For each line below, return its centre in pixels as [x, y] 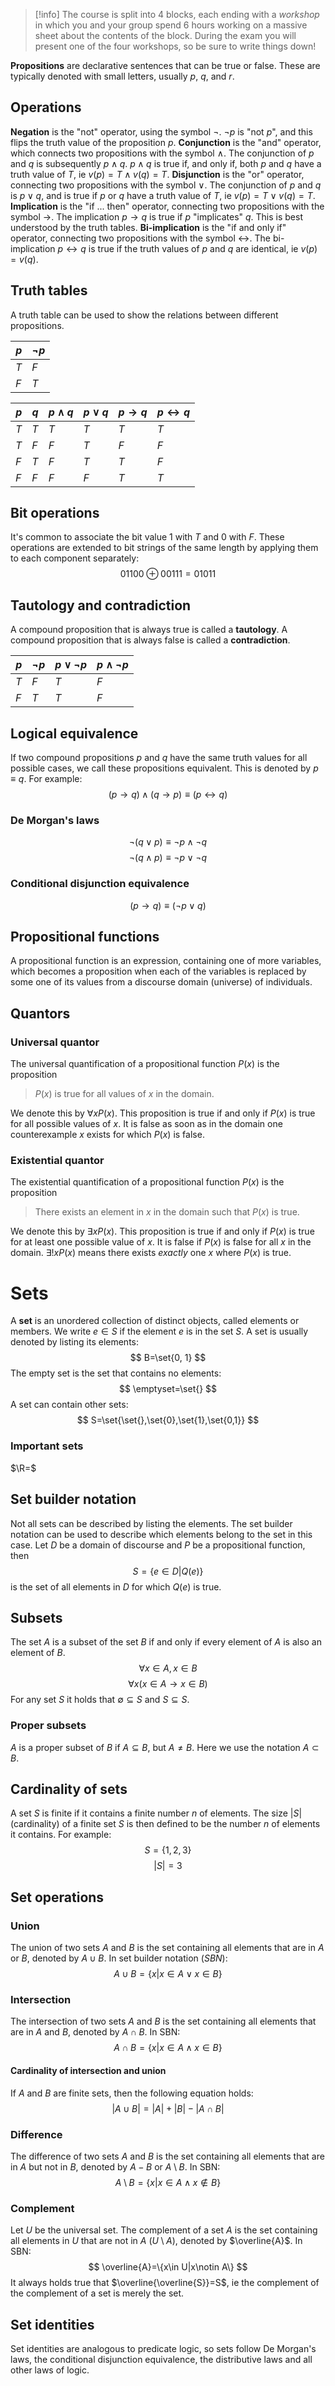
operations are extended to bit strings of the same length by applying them [164, 548]
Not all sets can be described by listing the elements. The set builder [151, 1523]
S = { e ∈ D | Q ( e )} [168, 1571]
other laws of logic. [50, 2370]
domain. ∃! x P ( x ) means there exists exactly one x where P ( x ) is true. [151, 1253]
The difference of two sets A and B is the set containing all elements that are [167, 2156]
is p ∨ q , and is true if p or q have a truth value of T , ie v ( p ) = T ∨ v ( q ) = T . [163, 195]
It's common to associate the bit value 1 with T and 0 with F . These [147, 537]
